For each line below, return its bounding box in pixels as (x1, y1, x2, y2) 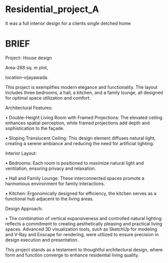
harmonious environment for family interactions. (5, 181, 105, 187)
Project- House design (5, 55, 52, 61)
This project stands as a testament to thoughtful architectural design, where (5, 246, 163, 252)
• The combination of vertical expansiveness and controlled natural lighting (5, 215, 162, 221)
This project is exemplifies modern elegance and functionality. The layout (5, 84, 158, 90)
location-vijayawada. (5, 74, 49, 80)
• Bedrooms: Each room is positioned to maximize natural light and (5, 160, 144, 166)
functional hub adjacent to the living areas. (5, 196, 94, 202)
